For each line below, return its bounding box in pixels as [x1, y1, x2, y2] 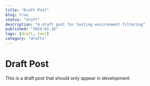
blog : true [5, 12, 29, 17]
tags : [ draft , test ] [5, 31, 50, 36]
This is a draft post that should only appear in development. [5, 75, 131, 81]
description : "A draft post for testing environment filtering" [5, 21, 145, 27]
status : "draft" [5, 17, 40, 22]
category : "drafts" [5, 36, 47, 41]
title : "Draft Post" [5, 7, 50, 13]
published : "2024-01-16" [5, 27, 58, 32]
